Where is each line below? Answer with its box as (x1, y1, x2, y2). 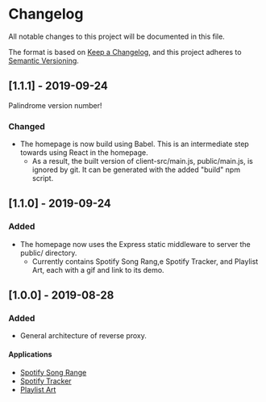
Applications (8, 350, 52, 359)
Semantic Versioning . (8, 56, 79, 65)
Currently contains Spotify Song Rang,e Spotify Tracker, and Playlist (31, 256, 259, 266)
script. (31, 174, 54, 183)
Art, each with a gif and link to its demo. (31, 265, 164, 274)
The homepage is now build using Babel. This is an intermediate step (19, 139, 250, 149)
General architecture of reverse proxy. (19, 331, 148, 341)
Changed (8, 120, 46, 132)
